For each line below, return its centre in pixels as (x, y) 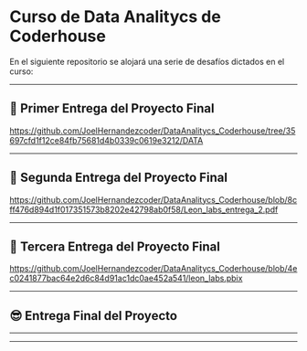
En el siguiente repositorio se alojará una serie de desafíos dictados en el (147, 61)
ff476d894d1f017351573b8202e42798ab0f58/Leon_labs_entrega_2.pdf (144, 209)
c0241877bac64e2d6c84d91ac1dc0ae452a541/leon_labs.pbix (126, 278)
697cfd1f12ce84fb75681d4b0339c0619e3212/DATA (106, 140)
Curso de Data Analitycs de (115, 17)
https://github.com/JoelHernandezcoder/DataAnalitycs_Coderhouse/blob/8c (153, 199)
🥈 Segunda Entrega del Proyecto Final (119, 178)
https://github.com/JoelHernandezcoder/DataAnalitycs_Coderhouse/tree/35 (153, 131)
